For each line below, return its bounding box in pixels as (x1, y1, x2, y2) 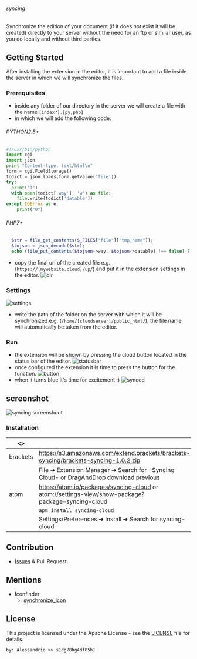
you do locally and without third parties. (6, 35, 102, 42)
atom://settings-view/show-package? (39, 490, 145, 498)
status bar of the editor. (14, 357, 72, 364)
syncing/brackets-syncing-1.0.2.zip (39, 456, 141, 464)
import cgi (6, 152, 33, 158)
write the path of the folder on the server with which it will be (14, 311, 162, 318)
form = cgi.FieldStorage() (6, 168, 72, 175)
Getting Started (6, 52, 64, 62)
